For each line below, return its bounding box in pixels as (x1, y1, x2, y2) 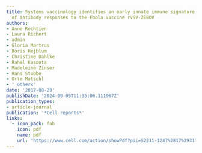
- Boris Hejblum (6, 48, 47, 54)
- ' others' (6, 82, 36, 88)
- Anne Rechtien (6, 25, 47, 32)
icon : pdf (17, 126, 42, 133)
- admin (6, 37, 26, 43)
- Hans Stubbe (6, 70, 42, 76)
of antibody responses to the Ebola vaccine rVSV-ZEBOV (11, 14, 155, 20)
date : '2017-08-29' (6, 87, 55, 93)
